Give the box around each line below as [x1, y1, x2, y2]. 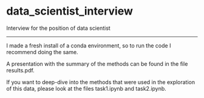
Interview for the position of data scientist [6, 24, 110, 32]
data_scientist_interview [6, 4, 134, 18]
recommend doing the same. [6, 48, 78, 55]
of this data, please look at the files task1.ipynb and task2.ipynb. [6, 85, 167, 92]
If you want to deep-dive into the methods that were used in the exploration [6, 78, 195, 86]
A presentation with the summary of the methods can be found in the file [6, 60, 188, 68]
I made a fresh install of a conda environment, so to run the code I [6, 41, 171, 49]
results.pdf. [6, 66, 35, 74]
